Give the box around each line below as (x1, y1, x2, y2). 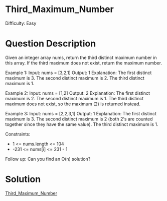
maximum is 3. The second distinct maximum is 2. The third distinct (5, 75, 144, 81)
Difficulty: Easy (5, 20, 37, 26)
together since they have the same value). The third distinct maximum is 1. (5, 121, 158, 127)
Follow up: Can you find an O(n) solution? (5, 156, 91, 162)
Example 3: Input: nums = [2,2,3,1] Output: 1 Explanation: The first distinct (5, 110, 156, 116)
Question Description (5, 38, 96, 49)
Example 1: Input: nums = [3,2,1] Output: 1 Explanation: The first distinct (5, 70, 152, 76)
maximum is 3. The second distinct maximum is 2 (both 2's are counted (5, 116, 153, 122)
